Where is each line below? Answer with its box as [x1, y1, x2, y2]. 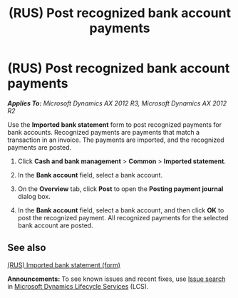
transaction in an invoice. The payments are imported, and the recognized [7, 135, 224, 144]
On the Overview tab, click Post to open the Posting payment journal [17, 184, 224, 193]
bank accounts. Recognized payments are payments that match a [7, 128, 200, 136]
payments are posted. [7, 143, 72, 151]
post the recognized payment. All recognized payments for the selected [17, 213, 229, 222]
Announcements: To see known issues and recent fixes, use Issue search [7, 274, 226, 283]
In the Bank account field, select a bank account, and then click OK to [17, 205, 224, 215]
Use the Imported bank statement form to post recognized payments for [7, 120, 222, 129]
